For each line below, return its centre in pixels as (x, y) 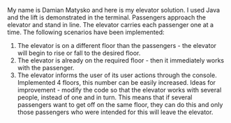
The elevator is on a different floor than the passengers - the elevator (117, 46)
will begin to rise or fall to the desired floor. (79, 53)
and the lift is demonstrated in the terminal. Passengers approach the (107, 17)
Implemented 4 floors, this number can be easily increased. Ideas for (117, 82)
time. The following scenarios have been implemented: (86, 32)
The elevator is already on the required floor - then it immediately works (121, 60)
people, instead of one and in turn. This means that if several (105, 97)
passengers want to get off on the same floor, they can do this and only (120, 105)
